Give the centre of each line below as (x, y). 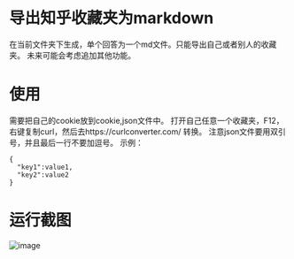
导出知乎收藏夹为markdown (112, 18)
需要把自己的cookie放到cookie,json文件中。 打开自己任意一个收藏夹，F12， (147, 120)
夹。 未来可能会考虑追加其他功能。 (72, 55)
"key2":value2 (43, 175)
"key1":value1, (45, 167)
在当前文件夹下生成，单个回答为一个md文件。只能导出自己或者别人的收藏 (143, 44)
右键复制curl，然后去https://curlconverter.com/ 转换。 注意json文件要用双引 (147, 131)
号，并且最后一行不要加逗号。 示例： (76, 142)
